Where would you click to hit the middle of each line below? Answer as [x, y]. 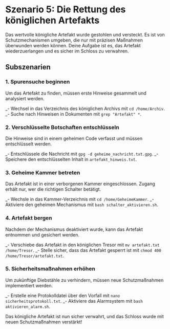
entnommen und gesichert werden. [42, 234]
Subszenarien [28, 67]
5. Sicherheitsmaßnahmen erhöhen [50, 269]
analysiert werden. [25, 98]
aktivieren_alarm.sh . [28, 306]
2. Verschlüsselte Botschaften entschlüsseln [62, 127]
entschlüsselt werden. [29, 144]
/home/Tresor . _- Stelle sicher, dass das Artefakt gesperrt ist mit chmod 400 [83, 250]
